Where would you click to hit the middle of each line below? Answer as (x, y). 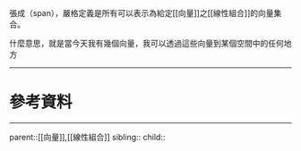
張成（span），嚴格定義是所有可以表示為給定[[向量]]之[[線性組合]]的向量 (142, 13)
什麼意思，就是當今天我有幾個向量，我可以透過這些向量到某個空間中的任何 (146, 43)
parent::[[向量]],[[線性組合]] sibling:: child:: (87, 137)
